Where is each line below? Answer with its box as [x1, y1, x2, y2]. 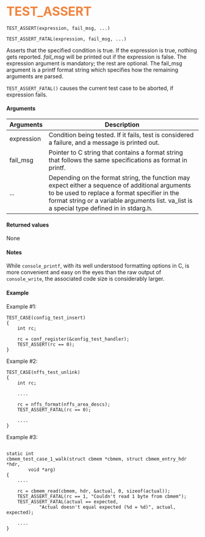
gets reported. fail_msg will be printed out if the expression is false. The [6, 53, 187, 60]
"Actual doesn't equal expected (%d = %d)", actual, [38, 504, 176, 510]
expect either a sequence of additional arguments [48, 181, 191, 190]
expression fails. [6, 90, 48, 98]
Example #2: [6, 357, 38, 365]
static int [6, 450, 34, 456]
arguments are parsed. [6, 72, 64, 80]
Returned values [6, 221, 49, 228]
